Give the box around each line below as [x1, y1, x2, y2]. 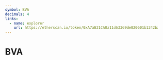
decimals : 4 [5, 12, 29, 17]
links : [5, 16, 18, 21]
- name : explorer [9, 20, 45, 26]
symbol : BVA [5, 7, 29, 12]
